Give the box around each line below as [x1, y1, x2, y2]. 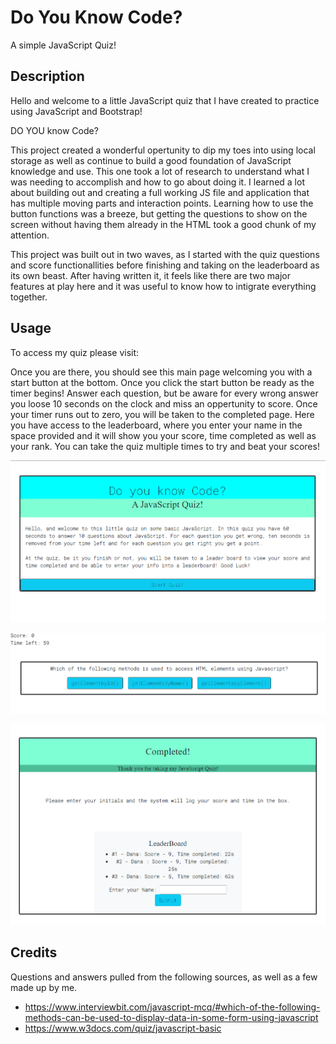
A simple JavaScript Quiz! [10, 39, 117, 51]
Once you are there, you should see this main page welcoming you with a [10, 366, 313, 378]
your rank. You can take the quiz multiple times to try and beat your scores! [10, 440, 320, 452]
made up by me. [10, 981, 78, 993]
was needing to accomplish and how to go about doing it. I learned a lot [10, 176, 305, 188]
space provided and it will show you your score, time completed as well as [10, 429, 317, 441]
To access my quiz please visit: [10, 346, 140, 358]
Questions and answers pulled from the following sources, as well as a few [10, 971, 318, 983]
